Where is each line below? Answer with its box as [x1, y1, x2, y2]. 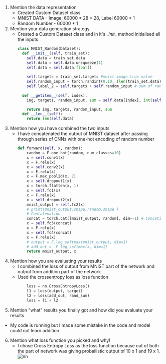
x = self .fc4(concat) [27, 230, 72, 235]
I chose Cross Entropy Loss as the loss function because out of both [17, 342, 159, 348]
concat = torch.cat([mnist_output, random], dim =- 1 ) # [27, 216, 144, 221]
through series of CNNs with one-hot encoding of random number [17, 136, 154, 142]
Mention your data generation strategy [10, 26, 90, 32]
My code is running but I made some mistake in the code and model [10, 322, 150, 328]
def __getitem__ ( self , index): [22, 93, 88, 98]
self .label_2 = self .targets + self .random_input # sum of [27, 84, 153, 89]
